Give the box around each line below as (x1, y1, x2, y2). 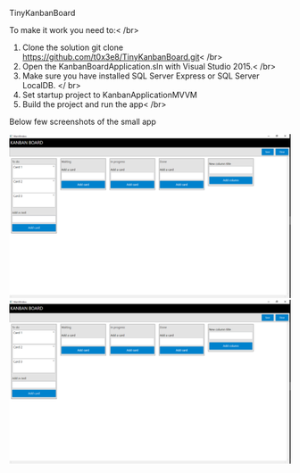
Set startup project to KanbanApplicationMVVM (21, 89, 198, 100)
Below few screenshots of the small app (9, 116, 156, 127)
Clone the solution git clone (21, 42, 123, 53)
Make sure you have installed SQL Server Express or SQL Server (21, 71, 260, 81)
